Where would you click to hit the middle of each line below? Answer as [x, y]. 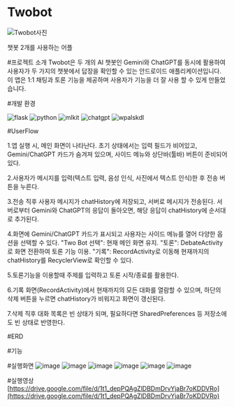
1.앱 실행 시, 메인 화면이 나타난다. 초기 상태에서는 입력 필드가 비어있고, [102, 145]
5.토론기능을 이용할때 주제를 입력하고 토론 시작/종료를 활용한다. [93, 275]
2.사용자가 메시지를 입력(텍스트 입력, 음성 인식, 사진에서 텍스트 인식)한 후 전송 [113, 178]
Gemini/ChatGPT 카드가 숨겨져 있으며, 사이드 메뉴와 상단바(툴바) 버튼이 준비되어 [117, 154]
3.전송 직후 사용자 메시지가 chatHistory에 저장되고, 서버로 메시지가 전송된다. [111, 201]
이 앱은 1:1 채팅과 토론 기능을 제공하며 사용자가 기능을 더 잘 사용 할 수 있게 [107, 80]
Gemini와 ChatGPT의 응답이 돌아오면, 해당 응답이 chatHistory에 [119, 210]
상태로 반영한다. [43, 322]
